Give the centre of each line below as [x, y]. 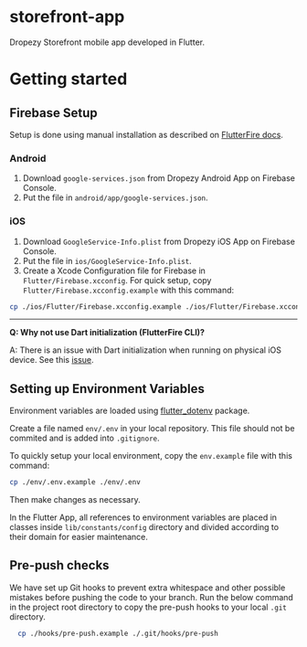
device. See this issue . [52, 360]
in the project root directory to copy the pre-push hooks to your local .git [148, 607]
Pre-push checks [59, 565]
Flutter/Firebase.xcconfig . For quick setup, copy [117, 280]
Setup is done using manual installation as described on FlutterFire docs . [146, 134]
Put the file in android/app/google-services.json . [115, 197]
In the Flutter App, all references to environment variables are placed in [143, 517]
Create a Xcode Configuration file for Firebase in [114, 270]
